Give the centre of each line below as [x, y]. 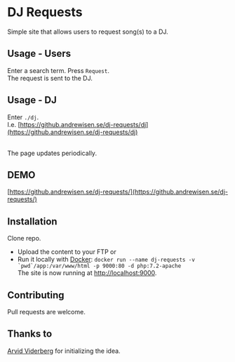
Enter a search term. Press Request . [59, 70]
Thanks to [30, 334]
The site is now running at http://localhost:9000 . [87, 273]
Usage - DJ [32, 100]
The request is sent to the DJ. [50, 78]
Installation [32, 221]
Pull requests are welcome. [46, 312]
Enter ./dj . [23, 117]
